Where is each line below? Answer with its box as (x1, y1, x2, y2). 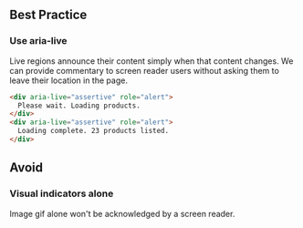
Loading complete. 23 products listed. (17, 127, 170, 136)
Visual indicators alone (9, 187, 114, 200)
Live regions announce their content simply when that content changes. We (9, 55, 294, 67)
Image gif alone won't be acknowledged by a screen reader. (9, 208, 235, 219)
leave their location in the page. (9, 75, 128, 86)
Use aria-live (9, 35, 68, 47)
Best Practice (9, 7, 88, 23)
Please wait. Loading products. (17, 100, 141, 110)
